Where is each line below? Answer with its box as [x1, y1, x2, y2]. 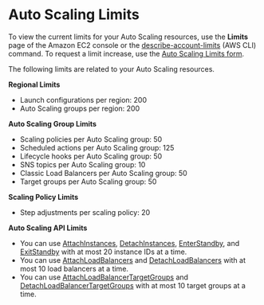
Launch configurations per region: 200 [19, 95, 148, 104]
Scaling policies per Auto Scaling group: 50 [19, 134, 163, 144]
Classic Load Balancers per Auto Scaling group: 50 [19, 168, 187, 178]
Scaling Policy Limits [8, 192, 79, 201]
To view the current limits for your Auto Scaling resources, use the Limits [8, 32, 249, 41]
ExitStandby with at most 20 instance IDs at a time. [19, 247, 187, 256]
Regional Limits [8, 80, 61, 89]
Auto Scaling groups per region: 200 [19, 104, 140, 113]
